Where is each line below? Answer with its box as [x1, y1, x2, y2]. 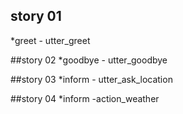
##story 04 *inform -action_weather [10, 92, 160, 104]
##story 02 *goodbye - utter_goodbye [10, 54, 168, 66]
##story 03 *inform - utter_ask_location [10, 73, 173, 85]
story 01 [10, 8, 62, 25]
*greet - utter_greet [10, 34, 91, 46]
